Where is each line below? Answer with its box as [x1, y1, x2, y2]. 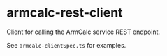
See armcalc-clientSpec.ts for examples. [6, 41, 126, 49]
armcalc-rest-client [6, 5, 123, 21]
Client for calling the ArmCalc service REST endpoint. [6, 28, 161, 36]
